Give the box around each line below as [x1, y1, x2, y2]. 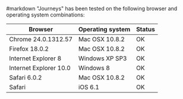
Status [135, 25, 156, 33]
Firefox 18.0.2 [9, 45, 49, 52]
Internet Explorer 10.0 [9, 64, 71, 72]
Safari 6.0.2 [9, 74, 42, 81]
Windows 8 [78, 64, 110, 72]
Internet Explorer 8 [9, 54, 62, 62]
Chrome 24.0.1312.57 [9, 35, 73, 43]
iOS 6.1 [78, 83, 100, 91]
